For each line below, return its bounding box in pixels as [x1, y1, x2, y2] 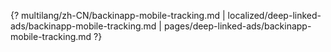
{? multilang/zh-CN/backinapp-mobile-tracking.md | [10, 10, 226, 21]
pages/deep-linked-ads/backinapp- [163, 20, 312, 32]
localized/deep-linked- [227, 10, 322, 21]
